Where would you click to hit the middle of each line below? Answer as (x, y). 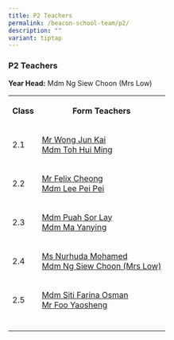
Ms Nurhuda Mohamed (85, 256)
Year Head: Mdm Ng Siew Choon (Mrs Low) (80, 83)
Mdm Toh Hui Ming (77, 150)
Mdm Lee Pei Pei (73, 188)
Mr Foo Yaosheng (75, 305)
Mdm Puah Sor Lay (77, 217)
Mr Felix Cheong (72, 178)
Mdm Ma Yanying (74, 227)
